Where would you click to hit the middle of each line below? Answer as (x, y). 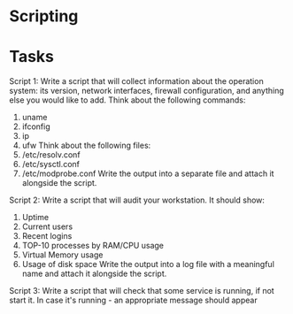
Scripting (44, 16)
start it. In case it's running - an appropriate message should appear (134, 300)
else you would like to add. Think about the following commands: (127, 100)
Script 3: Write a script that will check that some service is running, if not (142, 291)
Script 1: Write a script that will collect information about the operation (136, 81)
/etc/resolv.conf (51, 155)
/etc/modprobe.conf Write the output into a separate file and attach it (148, 173)
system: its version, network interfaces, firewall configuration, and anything (147, 91)
